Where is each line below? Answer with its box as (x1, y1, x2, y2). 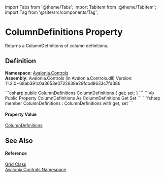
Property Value (5, 111, 37, 117)
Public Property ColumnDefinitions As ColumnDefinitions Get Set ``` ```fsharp (5, 95, 161, 101)
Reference (5, 150, 27, 156)
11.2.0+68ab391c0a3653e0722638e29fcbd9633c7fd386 (5, 80, 121, 86)
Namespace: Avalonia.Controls (5, 70, 68, 76)
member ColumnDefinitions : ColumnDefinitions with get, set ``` (5, 100, 133, 106)
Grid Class (5, 161, 27, 167)
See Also (5, 137, 33, 145)
